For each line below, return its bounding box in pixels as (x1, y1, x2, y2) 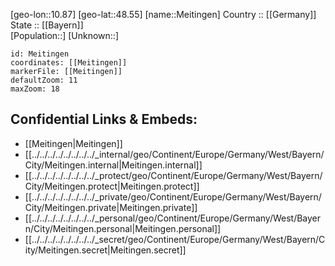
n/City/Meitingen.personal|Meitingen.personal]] (24, 222, 222, 234)
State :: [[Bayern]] (10, 19, 84, 31)
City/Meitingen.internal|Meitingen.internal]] (24, 159, 203, 171)
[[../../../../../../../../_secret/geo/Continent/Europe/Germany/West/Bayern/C (24, 233, 326, 245)
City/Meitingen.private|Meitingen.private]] (24, 201, 198, 213)
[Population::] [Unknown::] (10, 30, 120, 41)
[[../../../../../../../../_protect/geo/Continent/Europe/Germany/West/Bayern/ (24, 169, 323, 181)
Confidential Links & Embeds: (10, 111, 198, 128)
